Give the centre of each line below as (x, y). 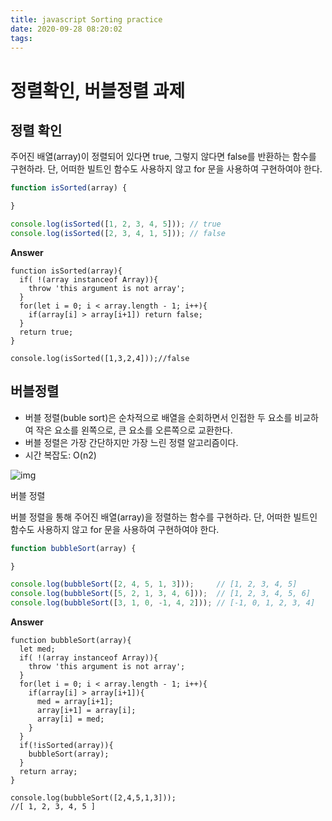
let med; (37, 649)
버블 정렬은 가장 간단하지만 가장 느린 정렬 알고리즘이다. (131, 442)
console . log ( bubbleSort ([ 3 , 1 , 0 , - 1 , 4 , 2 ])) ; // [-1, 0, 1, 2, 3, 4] (163, 603)
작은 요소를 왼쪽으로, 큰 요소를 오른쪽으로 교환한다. (134, 430)
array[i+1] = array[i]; (86, 711)
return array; (48, 772)
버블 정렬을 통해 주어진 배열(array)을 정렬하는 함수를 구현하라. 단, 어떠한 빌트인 (164, 517)
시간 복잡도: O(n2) (60, 455)
